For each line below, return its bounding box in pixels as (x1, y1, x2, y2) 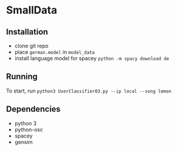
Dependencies (6, 104, 61, 114)
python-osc (14, 126, 43, 133)
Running (6, 71, 38, 82)
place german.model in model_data (14, 49, 95, 56)
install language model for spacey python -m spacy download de (14, 55, 169, 61)
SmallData (6, 4, 58, 17)
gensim (14, 138, 33, 145)
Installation (6, 27, 48, 37)
